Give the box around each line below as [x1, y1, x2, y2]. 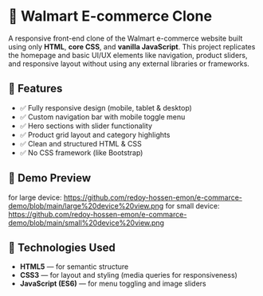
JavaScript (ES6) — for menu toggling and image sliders [19, 278, 206, 289]
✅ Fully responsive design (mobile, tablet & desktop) [19, 103, 193, 112]
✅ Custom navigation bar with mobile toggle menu [19, 111, 186, 122]
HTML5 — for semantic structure [19, 262, 129, 271]
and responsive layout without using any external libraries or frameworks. [8, 59, 249, 68]
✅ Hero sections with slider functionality [19, 121, 153, 130]
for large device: [8, 193, 62, 202]
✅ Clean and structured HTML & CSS [19, 138, 142, 148]
